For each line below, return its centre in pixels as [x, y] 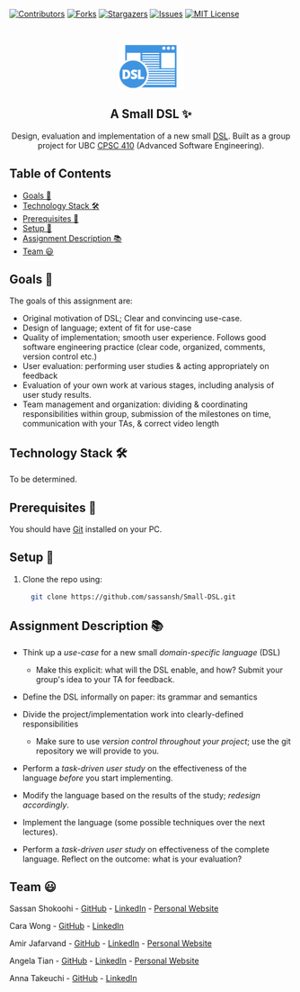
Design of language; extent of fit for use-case [107, 328]
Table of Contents [61, 174]
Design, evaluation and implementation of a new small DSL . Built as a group [151, 136]
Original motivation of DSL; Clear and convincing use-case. [132, 319]
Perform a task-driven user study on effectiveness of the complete [146, 849]
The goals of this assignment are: [71, 301]
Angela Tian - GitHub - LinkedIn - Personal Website [104, 961]
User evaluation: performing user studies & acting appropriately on [146, 366]
